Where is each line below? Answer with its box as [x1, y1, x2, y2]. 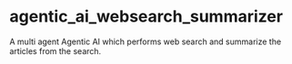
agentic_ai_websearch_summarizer [9, 6, 284, 27]
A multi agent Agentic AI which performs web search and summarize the [9, 36, 282, 47]
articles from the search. [9, 45, 102, 56]
